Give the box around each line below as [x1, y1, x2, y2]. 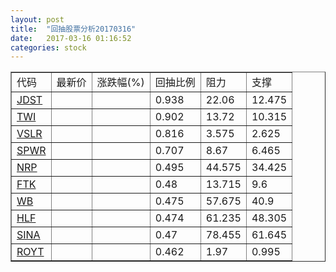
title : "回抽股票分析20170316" [10, 24, 137, 34]
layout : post [10, 14, 65, 25]
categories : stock [10, 42, 87, 53]
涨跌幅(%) [96, 76, 145, 90]
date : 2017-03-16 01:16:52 [10, 33, 132, 43]
